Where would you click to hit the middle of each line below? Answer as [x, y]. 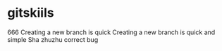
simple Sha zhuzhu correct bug [53, 39]
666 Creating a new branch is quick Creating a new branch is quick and [111, 32]
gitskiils [31, 13]
